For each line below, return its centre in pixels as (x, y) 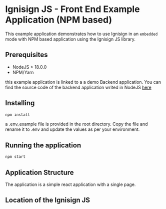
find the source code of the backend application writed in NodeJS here (78, 87)
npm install (17, 115)
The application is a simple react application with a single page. (70, 184)
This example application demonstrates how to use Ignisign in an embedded (81, 34)
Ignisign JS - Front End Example (72, 9)
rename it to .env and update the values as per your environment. (72, 129)
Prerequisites (26, 55)
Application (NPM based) (59, 20)
